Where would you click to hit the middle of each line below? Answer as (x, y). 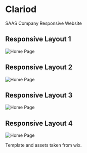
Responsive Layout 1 (38, 39)
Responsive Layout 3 (39, 95)
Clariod (21, 9)
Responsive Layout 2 (39, 67)
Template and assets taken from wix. (43, 145)
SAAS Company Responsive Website (44, 23)
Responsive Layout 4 (39, 123)
